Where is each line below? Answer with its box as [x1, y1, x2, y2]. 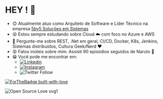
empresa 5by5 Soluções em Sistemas [12, 25, 89, 31]
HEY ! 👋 [5, 4, 36, 16]
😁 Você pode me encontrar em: [12, 54, 78, 59]
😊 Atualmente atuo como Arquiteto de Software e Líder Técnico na [12, 20, 148, 26]
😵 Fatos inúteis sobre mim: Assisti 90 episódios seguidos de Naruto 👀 [12, 48, 155, 54]
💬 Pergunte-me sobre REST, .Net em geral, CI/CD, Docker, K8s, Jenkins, [12, 38, 159, 44]
